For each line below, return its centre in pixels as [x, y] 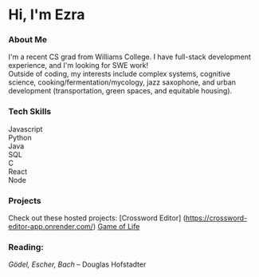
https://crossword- [216, 218]
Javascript [26, 129]
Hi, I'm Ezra [47, 15]
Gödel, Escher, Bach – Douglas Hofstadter [77, 264]
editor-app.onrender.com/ [51, 227]
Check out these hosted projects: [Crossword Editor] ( [97, 218]
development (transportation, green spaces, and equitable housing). [120, 91]
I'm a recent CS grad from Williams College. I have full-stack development [129, 57]
